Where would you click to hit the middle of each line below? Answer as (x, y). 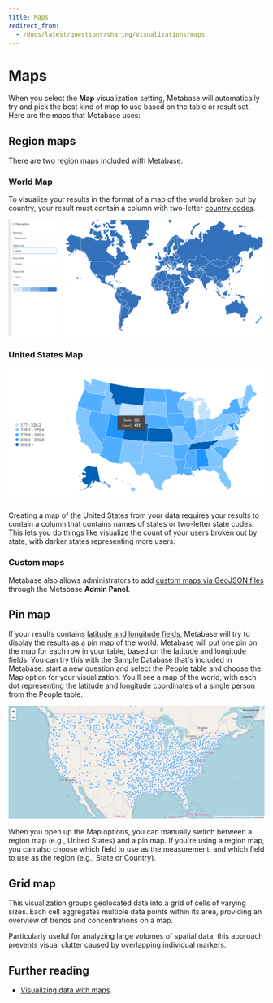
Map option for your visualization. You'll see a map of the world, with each (132, 677)
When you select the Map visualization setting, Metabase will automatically (134, 99)
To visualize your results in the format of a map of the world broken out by (132, 199)
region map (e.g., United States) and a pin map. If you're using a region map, (136, 841)
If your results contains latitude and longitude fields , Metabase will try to (129, 634)
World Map (30, 182)
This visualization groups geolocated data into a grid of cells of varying (127, 903)
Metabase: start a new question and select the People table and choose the (135, 668)
